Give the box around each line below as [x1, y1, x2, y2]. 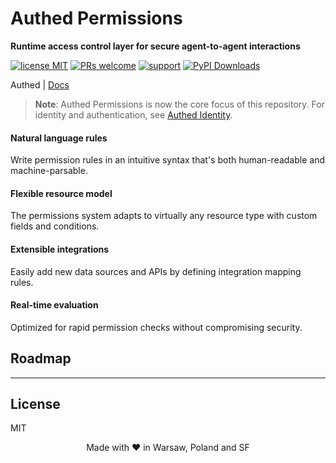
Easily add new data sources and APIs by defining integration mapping [10, 265, 302, 277]
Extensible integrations [10, 243, 110, 255]
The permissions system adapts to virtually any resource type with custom [10, 210, 318, 222]
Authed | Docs [10, 78, 70, 91]
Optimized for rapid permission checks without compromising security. [10, 321, 303, 333]
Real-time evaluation [10, 299, 99, 311]
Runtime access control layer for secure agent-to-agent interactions [10, 40, 301, 52]
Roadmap [10, 350, 72, 367]
